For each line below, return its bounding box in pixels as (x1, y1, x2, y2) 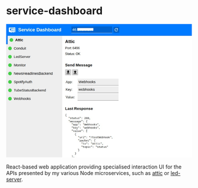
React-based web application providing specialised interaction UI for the (6, 163, 182, 170)
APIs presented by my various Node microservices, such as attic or (6, 170, 170, 177)
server (6, 176, 22, 183)
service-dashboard (6, 4, 103, 18)
